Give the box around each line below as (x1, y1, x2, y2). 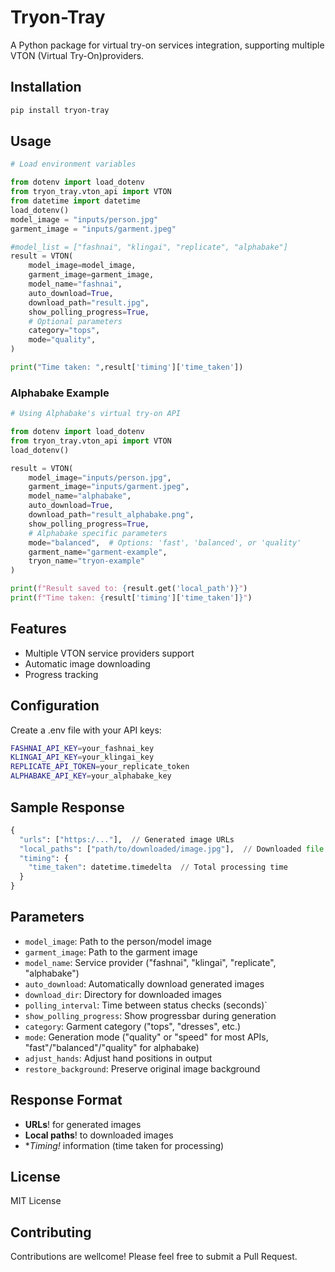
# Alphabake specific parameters (28, 528, 168, 538)
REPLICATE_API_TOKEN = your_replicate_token (10, 762, 190, 772)
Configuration (10, 697, 100, 715)
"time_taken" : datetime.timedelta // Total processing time (28, 862, 288, 873)
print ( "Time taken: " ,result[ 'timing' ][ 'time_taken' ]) (10, 362, 244, 373)
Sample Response (10, 799, 125, 816)
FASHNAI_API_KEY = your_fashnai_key (10, 743, 155, 753)
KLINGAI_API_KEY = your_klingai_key (10, 752, 155, 763)
